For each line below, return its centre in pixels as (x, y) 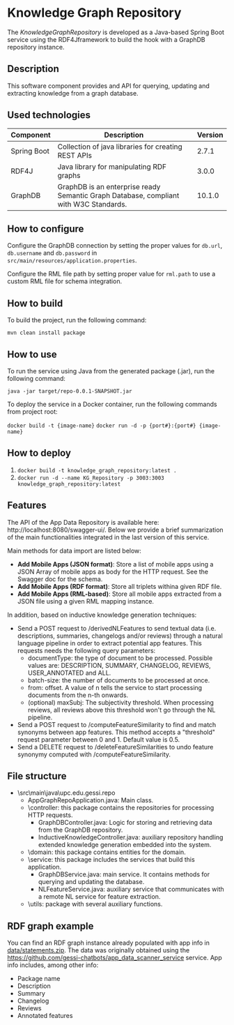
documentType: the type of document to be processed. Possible (120, 658)
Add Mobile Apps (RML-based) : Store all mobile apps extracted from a (119, 594)
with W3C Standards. (92, 204)
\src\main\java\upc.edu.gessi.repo (66, 793)
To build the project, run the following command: (77, 320)
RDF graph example (50, 926)
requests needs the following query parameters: (86, 650)
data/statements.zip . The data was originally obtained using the (99, 950)
